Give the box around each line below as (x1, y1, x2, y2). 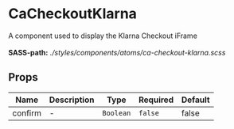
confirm (12, 108, 42, 119)
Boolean (102, 108, 131, 117)
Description (49, 94, 95, 105)
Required (138, 94, 174, 105)
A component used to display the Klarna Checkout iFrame (8, 31, 197, 40)
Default (181, 94, 210, 105)
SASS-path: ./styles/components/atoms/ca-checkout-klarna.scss (8, 47, 226, 57)
